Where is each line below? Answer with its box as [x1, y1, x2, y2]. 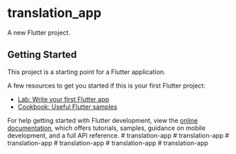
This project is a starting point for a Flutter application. [7, 67, 166, 76]
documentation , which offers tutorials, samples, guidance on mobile [7, 124, 206, 132]
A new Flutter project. [7, 28, 71, 37]
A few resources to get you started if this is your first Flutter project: [7, 81, 206, 90]
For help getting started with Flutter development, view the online [7, 116, 198, 124]
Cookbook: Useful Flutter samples [17, 102, 118, 111]
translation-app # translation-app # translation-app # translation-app [7, 138, 209, 147]
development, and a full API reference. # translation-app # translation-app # [7, 131, 230, 139]
